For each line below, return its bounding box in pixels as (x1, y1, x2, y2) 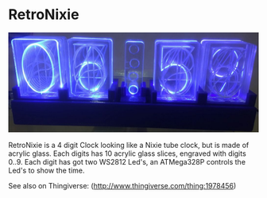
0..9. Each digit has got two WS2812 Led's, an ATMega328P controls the (8, 157, 246, 166)
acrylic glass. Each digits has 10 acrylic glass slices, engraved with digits (8, 149, 246, 158)
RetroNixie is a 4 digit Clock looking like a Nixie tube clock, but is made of (8, 140, 250, 149)
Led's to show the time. (8, 165, 85, 175)
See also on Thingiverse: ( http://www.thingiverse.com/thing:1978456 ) (8, 181, 237, 190)
